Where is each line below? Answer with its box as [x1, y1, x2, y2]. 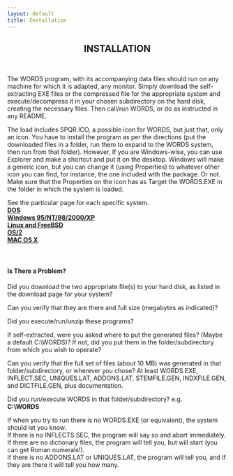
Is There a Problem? [7, 267, 66, 275]
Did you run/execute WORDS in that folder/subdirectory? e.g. [7, 395, 183, 403]
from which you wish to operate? [7, 345, 102, 353]
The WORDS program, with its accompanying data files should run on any [7, 75, 219, 83]
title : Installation [7, 17, 68, 24]
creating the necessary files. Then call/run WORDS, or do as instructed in [7, 104, 218, 113]
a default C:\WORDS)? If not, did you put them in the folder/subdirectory [7, 337, 214, 346]
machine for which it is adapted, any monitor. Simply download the [7, 82, 199, 91]
